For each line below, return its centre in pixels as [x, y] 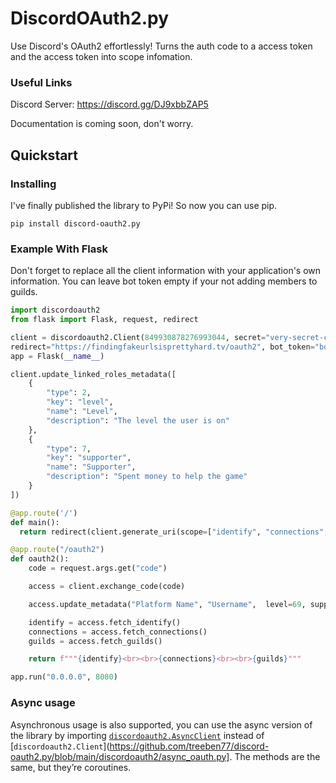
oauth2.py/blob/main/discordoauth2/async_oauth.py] [120, 756]
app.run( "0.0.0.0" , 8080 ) [64, 677]
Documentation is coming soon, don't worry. [102, 124]
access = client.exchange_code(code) [107, 587]
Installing [33, 184]
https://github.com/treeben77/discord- [189, 746]
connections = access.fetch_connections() [118, 632]
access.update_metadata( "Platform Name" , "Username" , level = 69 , [167, 604]
